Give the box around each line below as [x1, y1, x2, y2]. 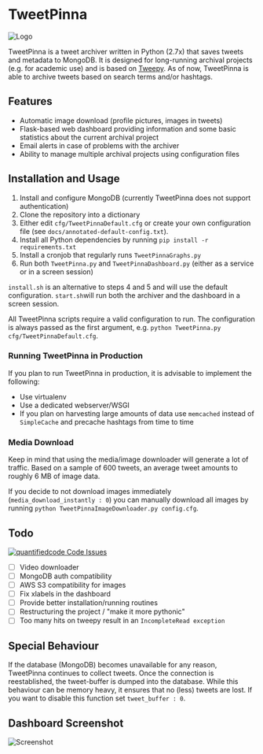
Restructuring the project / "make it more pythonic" [19, 607, 186, 616]
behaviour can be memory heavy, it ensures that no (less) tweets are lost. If [8, 685, 253, 695]
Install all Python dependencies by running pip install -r [19, 235, 209, 244]
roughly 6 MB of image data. [8, 471, 100, 481]
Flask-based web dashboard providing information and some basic [19, 124, 237, 133]
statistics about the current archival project [19, 132, 159, 142]
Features [8, 95, 53, 108]
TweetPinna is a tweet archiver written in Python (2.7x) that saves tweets [8, 46, 244, 56]
